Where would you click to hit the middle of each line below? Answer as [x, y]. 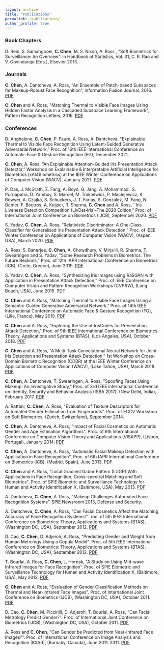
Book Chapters [23, 41]
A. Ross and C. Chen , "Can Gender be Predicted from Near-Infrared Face [79, 632]
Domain [13, 361]
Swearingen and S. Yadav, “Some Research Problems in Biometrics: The [78, 255]
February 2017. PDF [25, 397]
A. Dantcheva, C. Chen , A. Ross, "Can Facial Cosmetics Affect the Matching [82, 511]
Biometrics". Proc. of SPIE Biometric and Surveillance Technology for [75, 482]
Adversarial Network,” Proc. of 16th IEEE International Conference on [75, 149]
